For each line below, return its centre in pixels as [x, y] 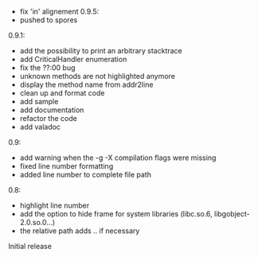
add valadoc [40, 127]
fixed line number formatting [66, 166]
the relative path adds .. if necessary [80, 231]
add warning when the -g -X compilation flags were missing [118, 158]
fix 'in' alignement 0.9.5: [59, 12]
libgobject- [232, 214]
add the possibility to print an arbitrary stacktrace [101, 51]
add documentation [52, 110]
